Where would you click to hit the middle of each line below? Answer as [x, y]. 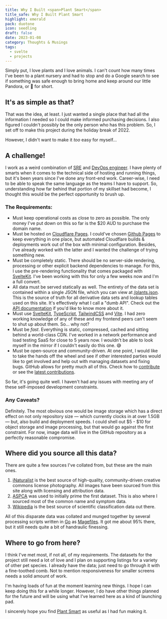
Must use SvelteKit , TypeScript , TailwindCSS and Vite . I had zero [79, 313]
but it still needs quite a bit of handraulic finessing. [57, 527]
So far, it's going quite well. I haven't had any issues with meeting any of [79, 382]
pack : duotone [20, 24]
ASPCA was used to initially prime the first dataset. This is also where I [85, 496]
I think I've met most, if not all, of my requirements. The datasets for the [79, 555]
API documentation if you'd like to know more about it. [68, 308]
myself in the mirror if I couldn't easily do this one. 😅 [67, 345]
